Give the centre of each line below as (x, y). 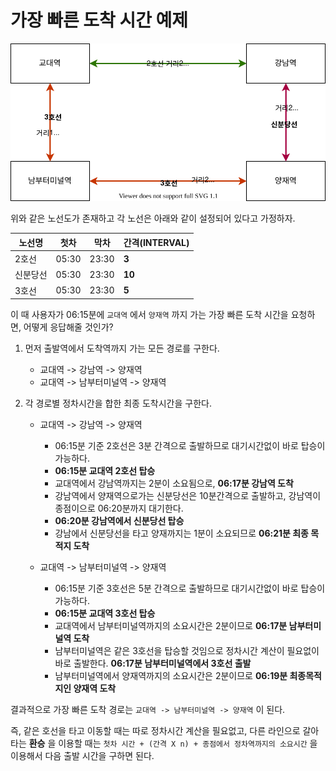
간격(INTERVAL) (156, 242)
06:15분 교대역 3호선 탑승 (105, 613)
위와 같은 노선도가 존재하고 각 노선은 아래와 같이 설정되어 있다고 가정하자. (153, 218)
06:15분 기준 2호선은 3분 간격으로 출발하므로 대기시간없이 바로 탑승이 (190, 446)
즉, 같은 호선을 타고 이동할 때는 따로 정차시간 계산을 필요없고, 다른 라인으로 (155, 731)
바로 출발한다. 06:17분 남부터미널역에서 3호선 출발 (153, 663)
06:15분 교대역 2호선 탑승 (105, 471)
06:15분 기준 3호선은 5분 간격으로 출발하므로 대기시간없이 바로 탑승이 (190, 588)
